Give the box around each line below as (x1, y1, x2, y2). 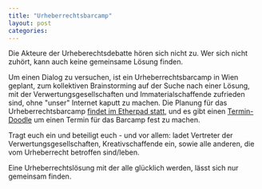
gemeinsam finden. (8, 171, 72, 181)
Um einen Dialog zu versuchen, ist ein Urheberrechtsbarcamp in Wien (8, 73, 239, 82)
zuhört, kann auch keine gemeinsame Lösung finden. (8, 57, 184, 66)
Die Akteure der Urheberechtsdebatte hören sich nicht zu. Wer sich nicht (8, 49, 248, 58)
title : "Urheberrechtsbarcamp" (8, 11, 113, 20)
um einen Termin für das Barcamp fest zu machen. (33, 115, 201, 125)
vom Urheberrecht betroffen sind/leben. (8, 147, 140, 157)
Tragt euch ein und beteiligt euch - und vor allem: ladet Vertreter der (8, 131, 233, 140)
